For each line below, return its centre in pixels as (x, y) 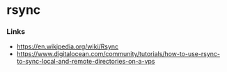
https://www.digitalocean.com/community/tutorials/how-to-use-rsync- (118, 54)
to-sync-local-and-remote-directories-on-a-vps (86, 62)
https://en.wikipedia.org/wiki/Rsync (68, 46)
